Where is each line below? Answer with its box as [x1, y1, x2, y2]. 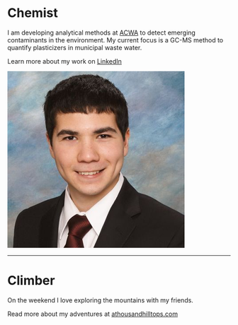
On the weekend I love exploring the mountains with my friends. [7, 295, 193, 305]
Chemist [7, 5, 58, 21]
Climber [7, 273, 55, 289]
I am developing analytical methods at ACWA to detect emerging [7, 28, 196, 37]
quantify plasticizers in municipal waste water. [7, 43, 142, 52]
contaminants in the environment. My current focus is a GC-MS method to [7, 35, 224, 44]
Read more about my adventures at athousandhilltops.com [7, 309, 178, 318]
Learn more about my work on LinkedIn [7, 57, 123, 65]
